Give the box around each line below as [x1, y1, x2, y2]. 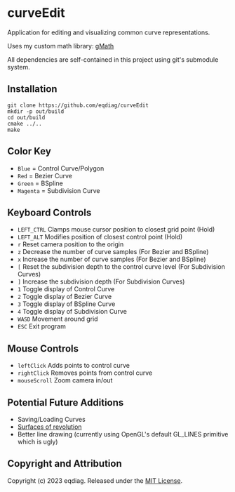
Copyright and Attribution [7, 458, 122, 470]
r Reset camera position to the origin [17, 240, 124, 248]
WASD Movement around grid [17, 314, 98, 324]
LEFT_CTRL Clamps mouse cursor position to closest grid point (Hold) [17, 225, 215, 234]
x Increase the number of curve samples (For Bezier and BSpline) [17, 255, 206, 264]
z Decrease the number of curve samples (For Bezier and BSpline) [17, 248, 209, 256]
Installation [7, 83, 58, 95]
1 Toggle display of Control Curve [17, 285, 115, 293]
